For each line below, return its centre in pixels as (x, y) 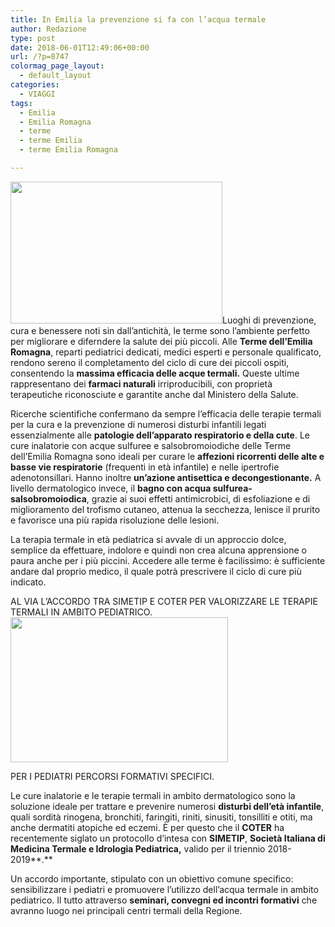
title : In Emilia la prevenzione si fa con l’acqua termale (138, 19)
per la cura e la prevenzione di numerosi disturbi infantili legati (138, 424)
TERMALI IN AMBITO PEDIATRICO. (81, 612)
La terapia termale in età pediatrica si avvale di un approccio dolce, (148, 539)
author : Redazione (48, 29)
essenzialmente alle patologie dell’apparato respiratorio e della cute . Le (160, 435)
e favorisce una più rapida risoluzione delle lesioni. (115, 520)
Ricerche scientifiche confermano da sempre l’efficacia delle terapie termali (166, 413)
